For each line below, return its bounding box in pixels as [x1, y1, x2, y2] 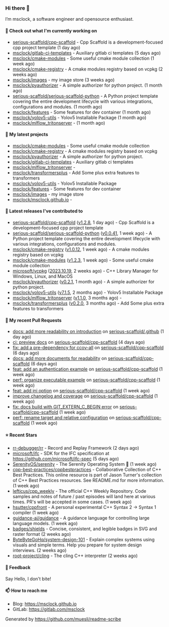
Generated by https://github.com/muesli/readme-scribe [5, 616, 121, 622]
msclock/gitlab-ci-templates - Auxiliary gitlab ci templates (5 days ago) [12, 50, 161, 56]
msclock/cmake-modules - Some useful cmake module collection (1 [12, 55, 154, 61]
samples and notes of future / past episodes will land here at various [12, 494, 156, 500]
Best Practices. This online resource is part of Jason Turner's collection [12, 472, 162, 478]
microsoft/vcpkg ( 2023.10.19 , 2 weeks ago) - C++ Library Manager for [12, 268, 158, 274]
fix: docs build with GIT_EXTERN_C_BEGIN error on [12, 404, 119, 410]
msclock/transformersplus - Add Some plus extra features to [12, 169, 140, 175]
